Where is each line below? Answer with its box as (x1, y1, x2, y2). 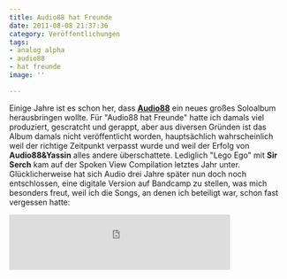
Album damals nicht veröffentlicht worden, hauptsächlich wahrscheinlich (9, 130, 274, 142)
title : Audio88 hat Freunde (9, 12, 113, 22)
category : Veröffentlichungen (9, 29, 121, 38)
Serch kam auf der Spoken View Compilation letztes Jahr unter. (9, 159, 241, 169)
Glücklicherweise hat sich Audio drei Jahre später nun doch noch (9, 168, 247, 179)
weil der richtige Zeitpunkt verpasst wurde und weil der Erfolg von (9, 140, 250, 151)
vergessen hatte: (9, 197, 71, 207)
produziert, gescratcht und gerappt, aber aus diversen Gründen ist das (9, 121, 267, 132)
